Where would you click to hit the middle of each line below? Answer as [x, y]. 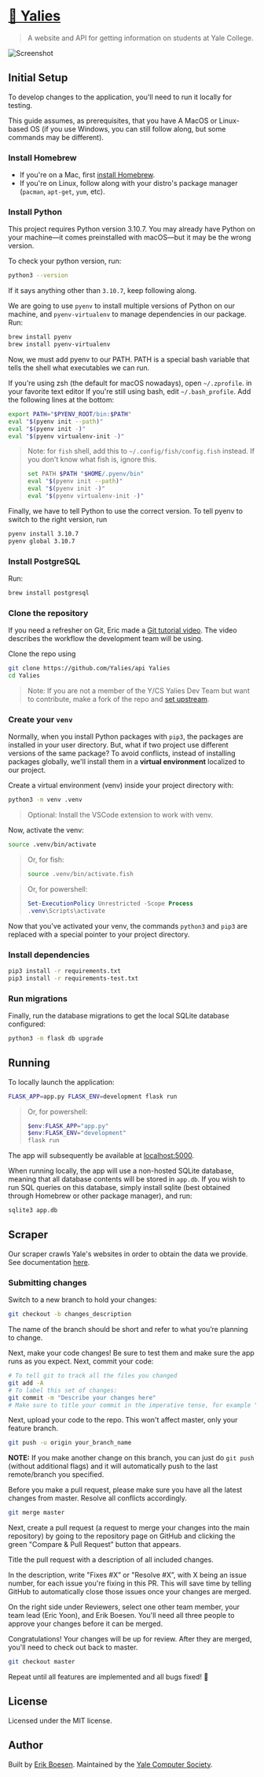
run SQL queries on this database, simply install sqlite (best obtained [119, 1188]
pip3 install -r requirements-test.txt [73, 978]
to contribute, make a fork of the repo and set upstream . [118, 699]
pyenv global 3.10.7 [42, 541]
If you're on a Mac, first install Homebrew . [87, 175]
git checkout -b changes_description [70, 1315]
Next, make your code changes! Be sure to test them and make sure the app [132, 1353]
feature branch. [33, 1428]
